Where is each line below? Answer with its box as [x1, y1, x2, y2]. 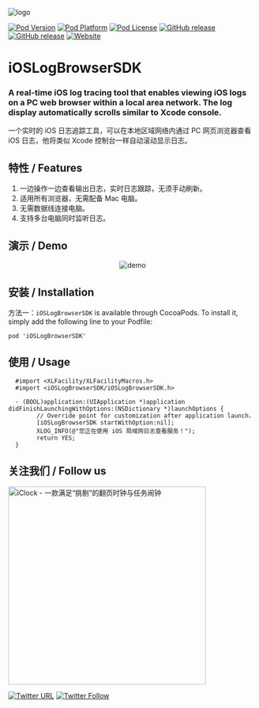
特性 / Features [8, 161, 83, 174]
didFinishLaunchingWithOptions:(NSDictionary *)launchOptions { [8, 405, 224, 413]
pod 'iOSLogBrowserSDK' [8, 332, 87, 340]
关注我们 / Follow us [8, 464, 107, 478]
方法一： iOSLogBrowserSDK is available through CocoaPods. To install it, [8, 307, 238, 317]
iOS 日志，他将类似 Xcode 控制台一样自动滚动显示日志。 [8, 135, 192, 146]
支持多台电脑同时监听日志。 [19, 214, 111, 223]
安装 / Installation [8, 285, 95, 299]
